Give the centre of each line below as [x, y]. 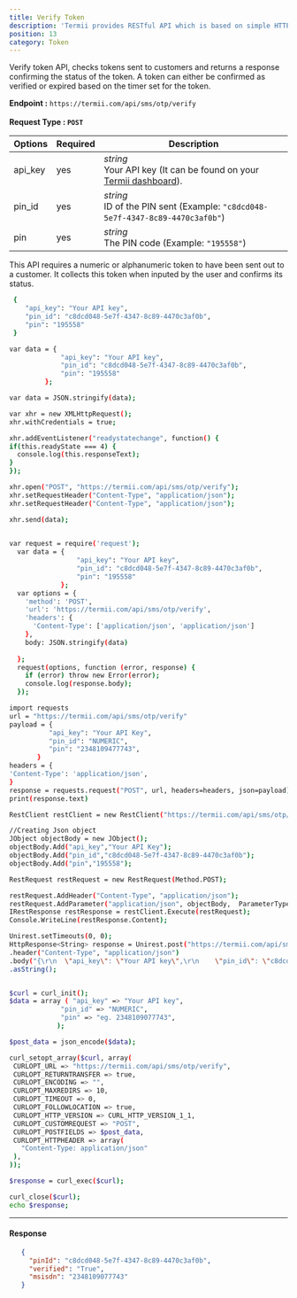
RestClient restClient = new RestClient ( [87, 815]
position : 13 [33, 34]
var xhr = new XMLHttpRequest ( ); [71, 414]
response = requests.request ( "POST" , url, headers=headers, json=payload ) [150, 790]
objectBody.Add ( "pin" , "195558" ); [71, 863]
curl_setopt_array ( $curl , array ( [71, 1058]
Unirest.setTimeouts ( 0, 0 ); [61, 937]
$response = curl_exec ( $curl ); [67, 1181]
